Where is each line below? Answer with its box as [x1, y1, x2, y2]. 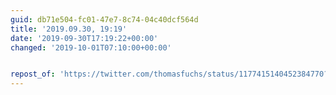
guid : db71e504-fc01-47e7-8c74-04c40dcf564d [10, 14, 199, 25]
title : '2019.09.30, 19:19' [10, 24, 128, 34]
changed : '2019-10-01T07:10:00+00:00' [10, 42, 172, 53]
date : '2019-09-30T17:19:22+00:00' [10, 33, 159, 43]
